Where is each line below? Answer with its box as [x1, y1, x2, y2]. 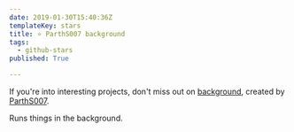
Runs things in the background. [9, 113, 123, 123]
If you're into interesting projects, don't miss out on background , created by [9, 86, 285, 97]
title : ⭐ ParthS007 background [9, 29, 126, 38]
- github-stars [17, 46, 73, 55]
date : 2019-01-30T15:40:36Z [9, 12, 113, 22]
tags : [9, 37, 29, 47]
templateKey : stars [9, 21, 81, 30]
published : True [9, 54, 69, 63]
